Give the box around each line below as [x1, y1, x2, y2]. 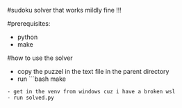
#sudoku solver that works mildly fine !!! [7, 6, 122, 14]
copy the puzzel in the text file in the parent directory [17, 68, 169, 75]
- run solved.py [7, 94, 54, 101]
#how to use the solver [7, 54, 73, 62]
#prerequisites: [7, 20, 51, 27]
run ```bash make [17, 75, 66, 83]
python [17, 33, 38, 41]
